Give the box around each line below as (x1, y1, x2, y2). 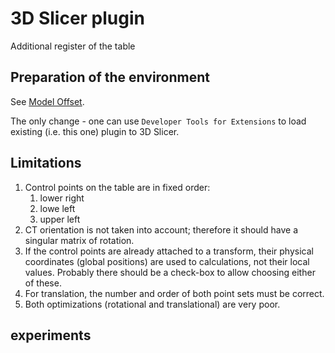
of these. (24, 277, 62, 289)
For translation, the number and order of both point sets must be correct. (24, 287, 325, 299)
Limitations (10, 155, 82, 172)
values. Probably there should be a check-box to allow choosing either (24, 266, 316, 278)
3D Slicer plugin (10, 7, 146, 30)
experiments (10, 327, 92, 344)
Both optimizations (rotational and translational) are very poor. (24, 298, 281, 310)
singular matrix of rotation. (24, 234, 135, 246)
